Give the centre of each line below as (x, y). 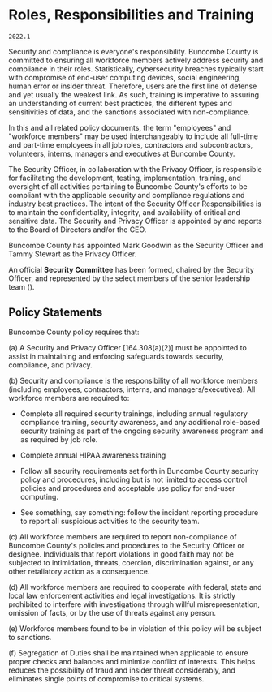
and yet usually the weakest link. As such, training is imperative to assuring (134, 94)
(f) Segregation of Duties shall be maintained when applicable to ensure (129, 653)
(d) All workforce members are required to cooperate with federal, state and (135, 587)
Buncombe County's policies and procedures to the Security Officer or (127, 545)
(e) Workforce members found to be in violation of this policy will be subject (135, 628)
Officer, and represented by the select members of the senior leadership (130, 278)
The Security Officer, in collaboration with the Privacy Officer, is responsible (135, 169)
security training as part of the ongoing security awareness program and (142, 431)
